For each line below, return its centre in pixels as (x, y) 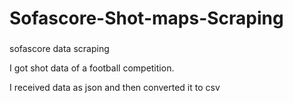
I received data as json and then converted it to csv (115, 88)
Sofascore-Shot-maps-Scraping (146, 18)
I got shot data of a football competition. (92, 68)
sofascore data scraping (59, 49)
